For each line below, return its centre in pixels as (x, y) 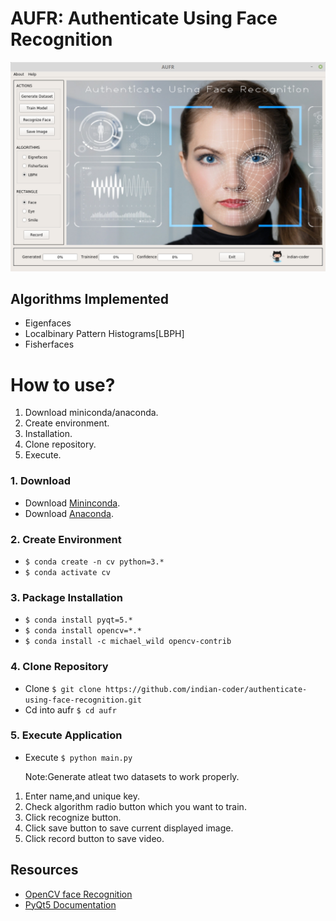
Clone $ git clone (63, 688)
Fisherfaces (49, 344)
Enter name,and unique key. (82, 796)
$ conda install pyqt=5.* (78, 620)
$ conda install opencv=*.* (83, 631)
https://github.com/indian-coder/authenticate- (206, 689)
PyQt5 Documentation (70, 904)
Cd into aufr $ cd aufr (70, 709)
